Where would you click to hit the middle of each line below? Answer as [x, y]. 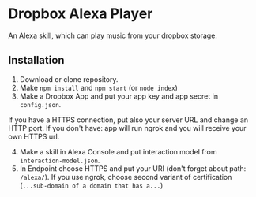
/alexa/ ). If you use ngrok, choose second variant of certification [126, 177]
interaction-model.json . [60, 160]
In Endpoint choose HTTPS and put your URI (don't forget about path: [133, 168]
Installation [36, 60]
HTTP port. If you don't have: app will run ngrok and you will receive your [127, 128]
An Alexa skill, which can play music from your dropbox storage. [113, 35]
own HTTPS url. [34, 136]
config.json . [40, 104]
